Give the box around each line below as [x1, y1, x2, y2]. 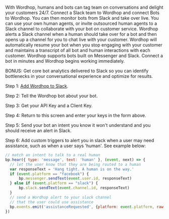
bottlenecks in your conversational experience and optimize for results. [5, 73, 153, 79]
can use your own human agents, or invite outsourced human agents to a [5, 20, 157, 26]
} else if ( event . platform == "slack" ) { [10, 181, 98, 186]
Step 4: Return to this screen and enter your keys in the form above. [5, 112, 146, 118]
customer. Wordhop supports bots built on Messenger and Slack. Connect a [5, 53, 163, 59]
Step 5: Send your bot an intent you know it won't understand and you [5, 122, 151, 128]
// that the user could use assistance [10, 199, 94, 204]
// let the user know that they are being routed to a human [10, 162, 141, 167]
